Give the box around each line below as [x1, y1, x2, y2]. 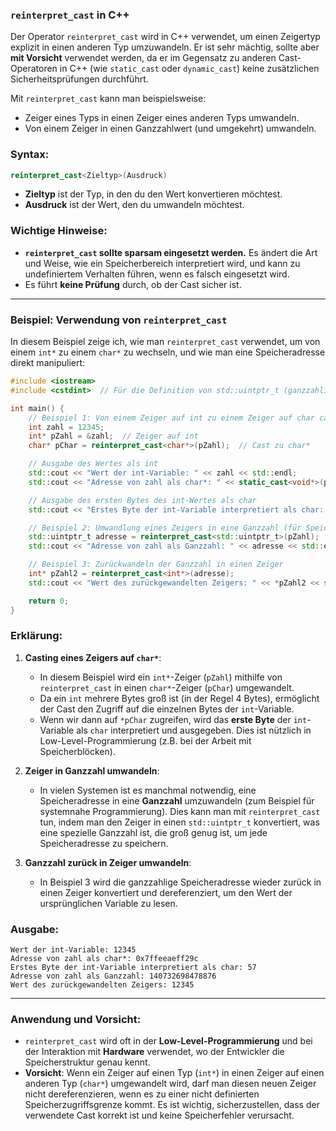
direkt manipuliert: [10, 357, 86, 369]
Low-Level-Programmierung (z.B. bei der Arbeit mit [39, 734, 252, 747]
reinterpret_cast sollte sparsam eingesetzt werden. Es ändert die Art [24, 246, 318, 258]
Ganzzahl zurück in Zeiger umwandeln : [24, 856, 192, 868]
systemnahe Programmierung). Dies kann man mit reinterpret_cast [39, 805, 321, 817]
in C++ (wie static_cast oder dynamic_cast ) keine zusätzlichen [59, 63, 320, 75]
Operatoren [10, 63, 58, 75]
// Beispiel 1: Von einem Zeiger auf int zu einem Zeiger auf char [28, 413, 315, 423]
